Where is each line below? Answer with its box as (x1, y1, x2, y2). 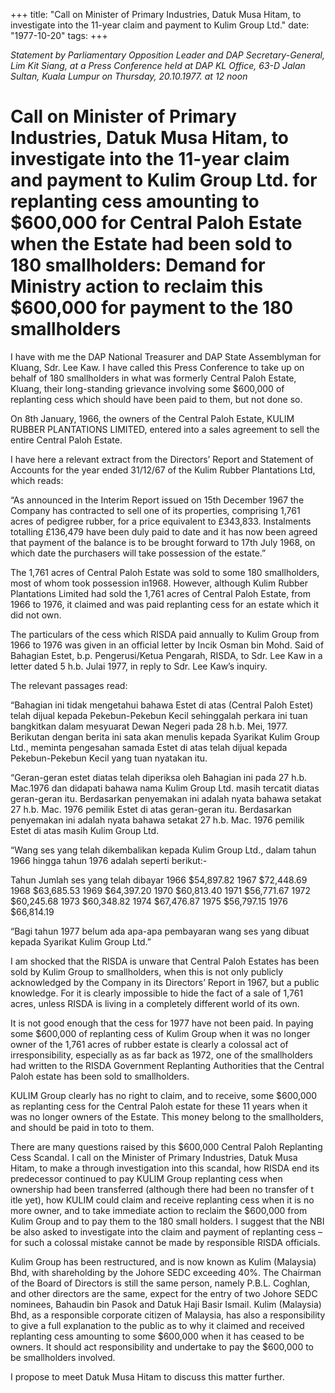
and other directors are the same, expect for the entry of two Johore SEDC (10, 1287, 318, 1299)
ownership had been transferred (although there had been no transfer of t (10, 1183, 315, 1195)
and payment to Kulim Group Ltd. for (10, 169, 318, 192)
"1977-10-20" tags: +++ (10, 30, 108, 41)
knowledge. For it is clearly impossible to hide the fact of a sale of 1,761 (10, 987, 304, 999)
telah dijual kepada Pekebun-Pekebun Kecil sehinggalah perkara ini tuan (10, 709, 308, 721)
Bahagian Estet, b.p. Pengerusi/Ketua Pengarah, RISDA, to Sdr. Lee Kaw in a (10, 649, 323, 661)
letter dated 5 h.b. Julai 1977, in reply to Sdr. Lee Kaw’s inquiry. (10, 660, 268, 672)
